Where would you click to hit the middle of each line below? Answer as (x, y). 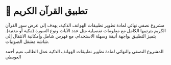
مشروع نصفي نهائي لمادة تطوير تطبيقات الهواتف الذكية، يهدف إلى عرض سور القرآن (85, 25)
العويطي (13, 57)
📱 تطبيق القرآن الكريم (46, 11)
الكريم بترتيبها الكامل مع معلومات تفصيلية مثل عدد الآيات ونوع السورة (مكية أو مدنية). (86, 30)
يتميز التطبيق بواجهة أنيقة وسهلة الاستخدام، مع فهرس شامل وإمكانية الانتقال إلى (81, 36)
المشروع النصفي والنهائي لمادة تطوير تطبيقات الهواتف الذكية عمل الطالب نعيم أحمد (84, 51)
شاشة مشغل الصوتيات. (27, 41)
